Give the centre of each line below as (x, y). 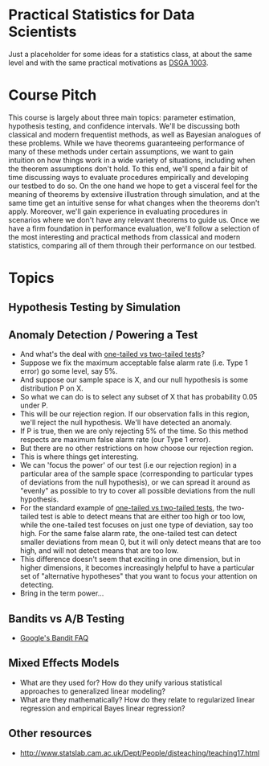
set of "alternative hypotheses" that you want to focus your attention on (139, 576)
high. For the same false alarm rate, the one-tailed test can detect (128, 534)
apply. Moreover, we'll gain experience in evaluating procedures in (118, 211)
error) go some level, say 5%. (69, 371)
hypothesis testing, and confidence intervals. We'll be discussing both (124, 125)
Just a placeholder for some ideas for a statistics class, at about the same (130, 54)
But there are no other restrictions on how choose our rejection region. (137, 449)
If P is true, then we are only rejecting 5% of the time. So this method (134, 431)
